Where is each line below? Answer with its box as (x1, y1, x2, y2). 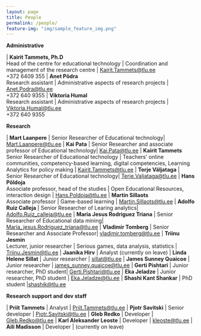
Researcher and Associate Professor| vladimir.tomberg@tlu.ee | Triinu (6, 230, 180, 237)
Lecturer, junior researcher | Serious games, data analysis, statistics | (6, 242, 178, 250)
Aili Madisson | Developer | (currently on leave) (6, 323, 124, 331)
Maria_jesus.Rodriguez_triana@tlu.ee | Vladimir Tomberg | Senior (6, 223, 169, 231)
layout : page (6, 8, 39, 15)
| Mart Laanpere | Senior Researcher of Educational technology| (6, 134, 166, 142)
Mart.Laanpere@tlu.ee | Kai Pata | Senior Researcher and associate (6, 140, 173, 148)
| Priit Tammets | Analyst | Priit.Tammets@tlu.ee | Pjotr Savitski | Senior (6, 304, 184, 311)
